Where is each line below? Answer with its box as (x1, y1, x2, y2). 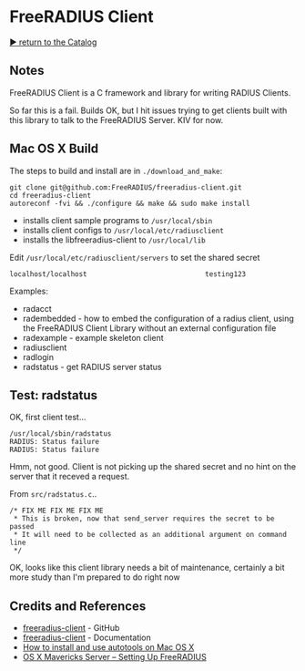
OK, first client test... (9, 412, 86, 423)
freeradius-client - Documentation (22, 632, 152, 644)
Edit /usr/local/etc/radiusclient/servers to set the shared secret (9, 252, 260, 263)
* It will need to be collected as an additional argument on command (13, 531, 287, 540)
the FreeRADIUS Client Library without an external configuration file (22, 322, 277, 334)
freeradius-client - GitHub (22, 623, 120, 634)
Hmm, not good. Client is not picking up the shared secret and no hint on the (9, 461, 297, 472)
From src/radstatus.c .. (9, 489, 97, 500)
